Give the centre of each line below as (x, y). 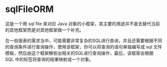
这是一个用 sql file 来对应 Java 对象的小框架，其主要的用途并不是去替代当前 (83, 23)
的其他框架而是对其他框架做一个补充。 (44, 30)
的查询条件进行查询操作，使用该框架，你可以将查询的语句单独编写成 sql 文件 (84, 46)
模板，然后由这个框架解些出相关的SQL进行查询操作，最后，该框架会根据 (79, 53)
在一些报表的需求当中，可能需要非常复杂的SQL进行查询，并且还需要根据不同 (84, 40)
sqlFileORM (29, 9)
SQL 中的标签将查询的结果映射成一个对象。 (49, 59)
